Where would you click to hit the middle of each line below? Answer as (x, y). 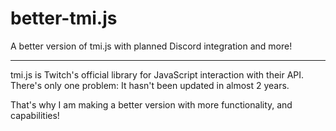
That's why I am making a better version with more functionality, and (151, 104)
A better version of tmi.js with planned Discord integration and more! (151, 46)
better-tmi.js (64, 18)
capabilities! (35, 115)
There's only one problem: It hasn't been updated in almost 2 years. (150, 85)
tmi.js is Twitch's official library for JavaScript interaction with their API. (157, 74)
